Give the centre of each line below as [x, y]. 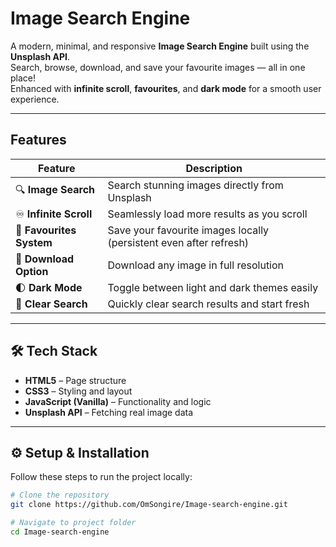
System [34, 242]
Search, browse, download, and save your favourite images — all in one [158, 67]
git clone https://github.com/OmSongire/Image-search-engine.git [149, 505]
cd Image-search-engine [60, 532]
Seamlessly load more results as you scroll [207, 214]
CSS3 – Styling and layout [78, 391]
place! [23, 78]
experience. [35, 99]
